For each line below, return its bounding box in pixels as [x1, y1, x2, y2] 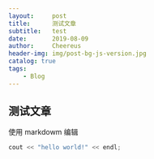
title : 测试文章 [8, 19, 77, 28]
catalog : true [8, 58, 57, 66]
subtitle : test [8, 27, 67, 35]
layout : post [8, 11, 67, 20]
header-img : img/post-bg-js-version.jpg [8, 49, 148, 58]
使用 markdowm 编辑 [8, 127, 79, 137]
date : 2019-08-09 [8, 34, 89, 43]
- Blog [23, 72, 45, 80]
